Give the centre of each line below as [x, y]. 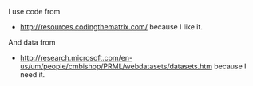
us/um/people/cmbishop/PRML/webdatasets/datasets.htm [116, 66]
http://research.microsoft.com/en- [76, 58]
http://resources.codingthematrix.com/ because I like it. [111, 27]
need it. [32, 74]
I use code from [34, 12]
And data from [32, 42]
